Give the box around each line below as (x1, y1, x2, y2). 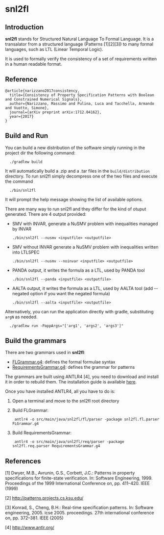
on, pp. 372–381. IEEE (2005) (5, 515, 64, 521)
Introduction (5, 23, 44, 31)
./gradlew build (9, 159, 43, 164)
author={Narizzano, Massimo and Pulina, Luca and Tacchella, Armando (9, 101, 154, 106)
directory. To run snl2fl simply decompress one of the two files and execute (5, 173, 158, 179)
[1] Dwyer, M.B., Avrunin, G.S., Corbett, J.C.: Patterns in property (5, 470, 135, 476)
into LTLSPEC (12, 249, 40, 255)
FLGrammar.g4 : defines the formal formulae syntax (12, 359, 116, 365)
